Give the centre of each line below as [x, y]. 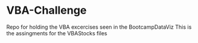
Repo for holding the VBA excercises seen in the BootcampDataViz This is [99, 27]
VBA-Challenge [47, 10]
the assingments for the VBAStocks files [57, 33]
